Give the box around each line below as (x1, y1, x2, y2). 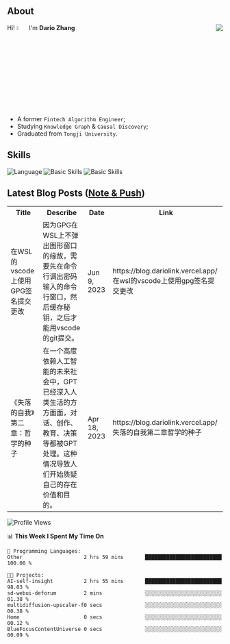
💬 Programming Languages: (7, 547, 81, 554)
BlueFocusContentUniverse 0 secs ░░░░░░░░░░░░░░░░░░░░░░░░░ (7, 626, 222, 632)
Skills (7, 149, 31, 161)
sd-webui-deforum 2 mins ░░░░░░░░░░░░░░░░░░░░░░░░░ (7, 589, 222, 597)
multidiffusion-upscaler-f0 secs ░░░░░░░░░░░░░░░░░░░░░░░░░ (7, 602, 222, 608)
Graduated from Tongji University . (16, 129, 118, 138)
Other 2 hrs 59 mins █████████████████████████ (7, 554, 222, 560)
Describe (47, 208, 77, 217)
